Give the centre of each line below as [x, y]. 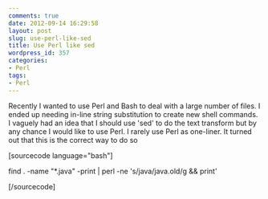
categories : [28, 61]
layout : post [30, 30]
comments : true [34, 16]
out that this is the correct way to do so [73, 140]
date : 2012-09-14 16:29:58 [53, 23]
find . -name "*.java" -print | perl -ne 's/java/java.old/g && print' [113, 171]
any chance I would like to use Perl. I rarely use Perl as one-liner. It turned [130, 131]
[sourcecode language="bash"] [61, 155]
